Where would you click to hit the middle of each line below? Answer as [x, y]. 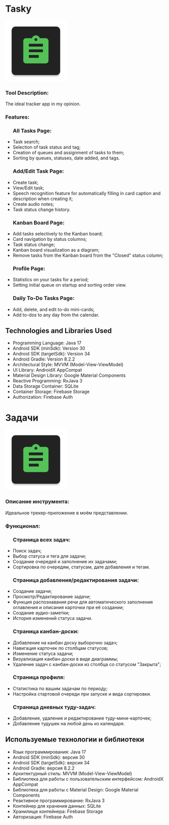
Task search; [26, 142]
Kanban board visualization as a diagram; [56, 250]
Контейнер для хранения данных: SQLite [57, 806]
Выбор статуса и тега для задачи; [49, 556]
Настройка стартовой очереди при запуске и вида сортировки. [82, 694]
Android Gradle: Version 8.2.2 [44, 359]
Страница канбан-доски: [46, 631]
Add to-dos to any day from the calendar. [56, 315]
